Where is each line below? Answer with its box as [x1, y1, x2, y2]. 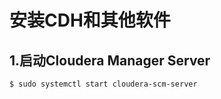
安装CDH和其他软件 [9, 9, 171, 32]
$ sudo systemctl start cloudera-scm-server [9, 79, 198, 89]
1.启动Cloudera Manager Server [9, 52, 211, 69]
